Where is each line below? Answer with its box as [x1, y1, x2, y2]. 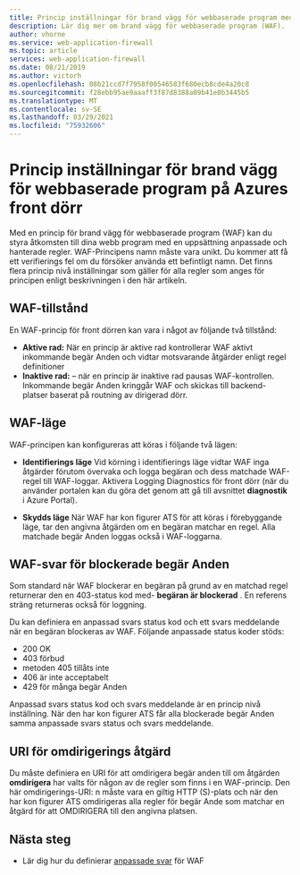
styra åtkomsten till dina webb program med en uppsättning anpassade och [9, 236, 287, 247]
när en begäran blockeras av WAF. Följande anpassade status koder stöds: [9, 626, 285, 637]
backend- [230, 379, 267, 390]
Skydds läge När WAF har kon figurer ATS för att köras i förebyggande [21, 512, 283, 522]
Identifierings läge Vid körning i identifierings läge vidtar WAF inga [21, 456, 270, 467]
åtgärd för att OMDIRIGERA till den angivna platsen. [9, 806, 198, 817]
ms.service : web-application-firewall [9, 38, 154, 47]
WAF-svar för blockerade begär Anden [9, 556, 230, 572]
